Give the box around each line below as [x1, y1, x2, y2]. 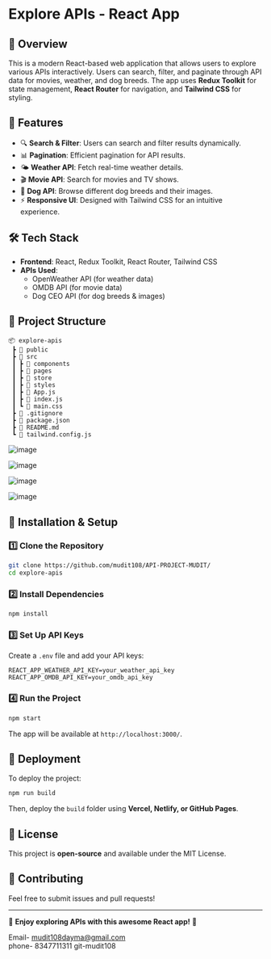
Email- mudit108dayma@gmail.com [8, 932, 126, 942]
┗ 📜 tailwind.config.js [11, 431, 92, 439]
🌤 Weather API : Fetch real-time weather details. [19, 162, 184, 172]
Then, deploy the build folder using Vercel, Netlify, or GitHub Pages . [8, 804, 239, 814]
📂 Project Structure [8, 314, 106, 328]
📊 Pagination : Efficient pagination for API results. [19, 150, 186, 160]
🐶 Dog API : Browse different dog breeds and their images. [19, 186, 214, 196]
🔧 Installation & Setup [8, 515, 119, 529]
